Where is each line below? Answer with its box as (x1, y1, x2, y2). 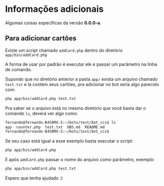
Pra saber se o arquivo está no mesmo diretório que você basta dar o (5, 105, 146, 111)
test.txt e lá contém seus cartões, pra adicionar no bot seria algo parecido (5, 81, 160, 87)
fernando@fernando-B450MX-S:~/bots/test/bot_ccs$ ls (5, 120, 116, 125)
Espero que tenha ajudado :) (5, 175, 63, 181)
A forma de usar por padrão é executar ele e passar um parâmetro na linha (5, 61, 157, 67)
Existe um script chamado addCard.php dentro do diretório (5, 47, 123, 53)
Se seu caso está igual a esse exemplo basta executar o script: (5, 138, 133, 144)
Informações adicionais (5, 3, 104, 15)
